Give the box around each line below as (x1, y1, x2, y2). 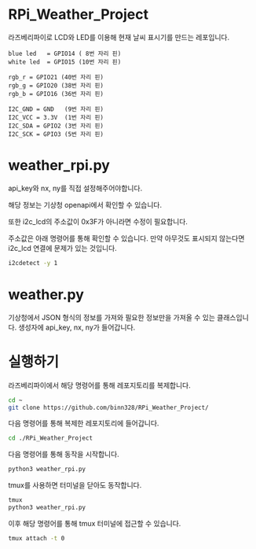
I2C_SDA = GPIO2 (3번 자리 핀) (8, 122, 104, 130)
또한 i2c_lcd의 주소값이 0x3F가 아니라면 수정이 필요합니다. (8, 216, 188, 226)
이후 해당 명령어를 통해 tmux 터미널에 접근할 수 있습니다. (8, 518, 181, 528)
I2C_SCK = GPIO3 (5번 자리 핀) (8, 130, 104, 138)
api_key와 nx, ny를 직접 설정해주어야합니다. (8, 183, 143, 193)
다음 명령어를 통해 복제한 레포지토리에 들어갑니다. (8, 418, 159, 428)
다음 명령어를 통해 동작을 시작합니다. (8, 450, 119, 459)
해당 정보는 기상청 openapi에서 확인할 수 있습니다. (8, 200, 163, 209)
